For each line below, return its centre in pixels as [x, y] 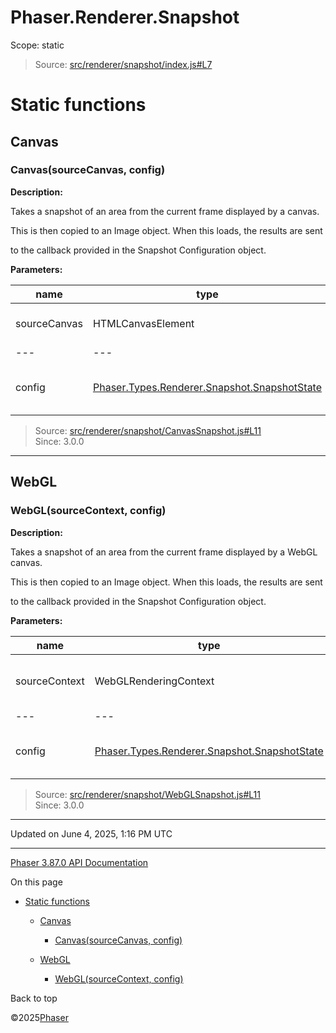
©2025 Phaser [39, 1017]
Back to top [34, 998]
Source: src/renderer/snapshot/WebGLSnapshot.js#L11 [147, 794]
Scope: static [37, 45]
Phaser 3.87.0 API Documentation [79, 862]
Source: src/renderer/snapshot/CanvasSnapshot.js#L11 [148, 430]
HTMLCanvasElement [143, 323]
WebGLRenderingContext [154, 681]
